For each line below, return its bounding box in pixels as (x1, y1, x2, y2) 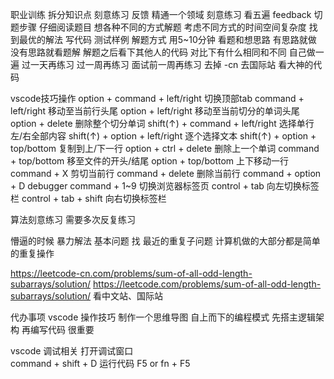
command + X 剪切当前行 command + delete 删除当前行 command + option (10, 168, 322, 179)
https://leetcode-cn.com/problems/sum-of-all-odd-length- (10, 268, 253, 279)
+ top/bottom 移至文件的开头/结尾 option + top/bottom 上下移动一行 (10, 155, 290, 167)
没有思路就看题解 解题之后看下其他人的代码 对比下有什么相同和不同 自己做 (10, 46, 316, 58)
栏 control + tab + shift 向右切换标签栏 (10, 193, 167, 204)
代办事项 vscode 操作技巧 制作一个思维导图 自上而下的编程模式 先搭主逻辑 (10, 311, 317, 323)
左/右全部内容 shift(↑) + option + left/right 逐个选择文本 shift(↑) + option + (10, 130, 317, 142)
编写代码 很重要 (29, 324, 95, 335)
